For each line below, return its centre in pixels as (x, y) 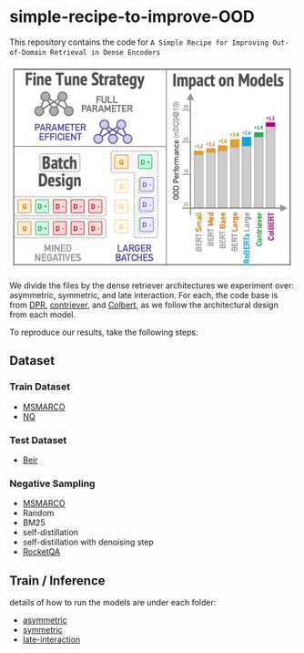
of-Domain (28, 52)
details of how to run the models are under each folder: (113, 603)
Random (38, 513)
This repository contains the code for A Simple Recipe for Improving (139, 42)
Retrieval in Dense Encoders (105, 52)
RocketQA (41, 552)
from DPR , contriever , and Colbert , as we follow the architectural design (144, 305)
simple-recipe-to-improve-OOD (132, 17)
